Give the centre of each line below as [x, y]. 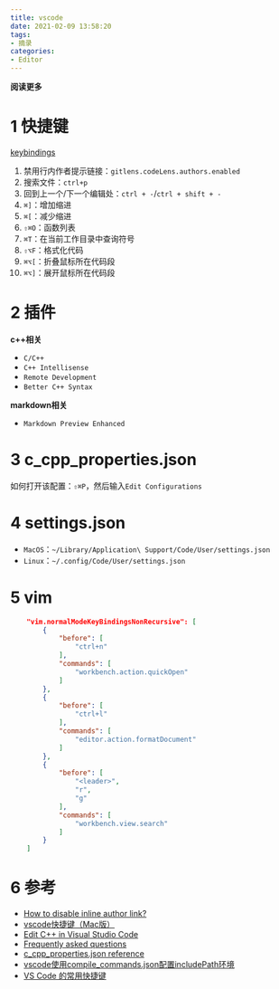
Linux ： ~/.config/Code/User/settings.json [104, 560]
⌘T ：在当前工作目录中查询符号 [79, 238]
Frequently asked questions [75, 944]
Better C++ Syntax [58, 387]
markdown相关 [39, 404]
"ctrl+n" [91, 647]
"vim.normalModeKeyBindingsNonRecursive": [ [112, 622]
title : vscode [37, 18]
